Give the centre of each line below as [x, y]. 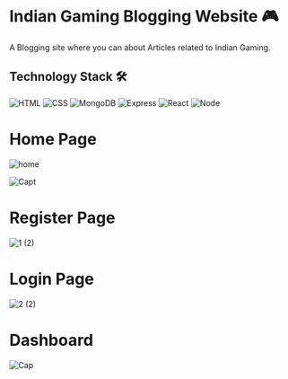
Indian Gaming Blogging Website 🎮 [144, 17]
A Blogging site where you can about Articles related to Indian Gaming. [140, 47]
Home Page [53, 139]
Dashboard [52, 340]
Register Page [62, 218]
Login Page [52, 279]
